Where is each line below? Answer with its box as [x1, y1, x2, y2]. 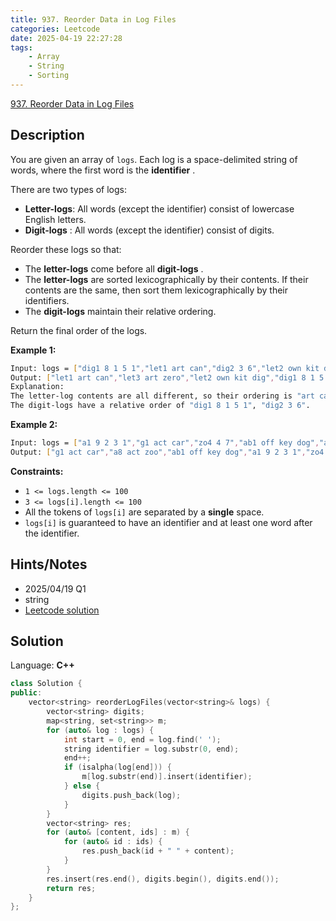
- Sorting [28, 71, 70, 81]
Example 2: [10, 419, 58, 431]
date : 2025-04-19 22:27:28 [10, 33, 123, 43]
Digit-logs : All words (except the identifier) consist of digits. [24, 224, 275, 236]
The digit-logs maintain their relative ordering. [24, 305, 217, 317]
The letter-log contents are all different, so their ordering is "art [10, 391, 315, 401]
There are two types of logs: [10, 183, 128, 195]
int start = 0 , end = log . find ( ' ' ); [63, 734, 222, 745]
